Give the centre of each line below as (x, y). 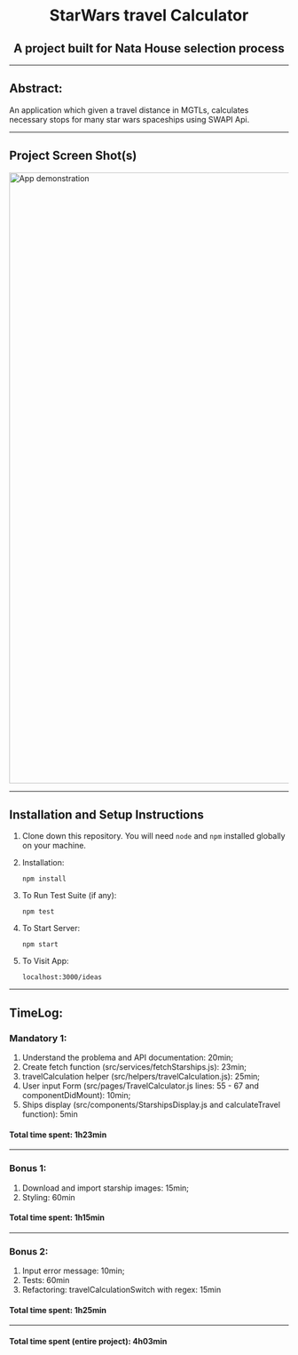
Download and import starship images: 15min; (105, 1188)
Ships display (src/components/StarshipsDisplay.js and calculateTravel (151, 1105)
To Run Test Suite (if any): (69, 896)
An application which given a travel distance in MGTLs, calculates (129, 110)
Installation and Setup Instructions (106, 815)
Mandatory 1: (38, 1038)
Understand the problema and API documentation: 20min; (127, 1057)
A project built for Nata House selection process (149, 48)
